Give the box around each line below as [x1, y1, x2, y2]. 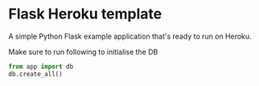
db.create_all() [8, 70, 63, 78]
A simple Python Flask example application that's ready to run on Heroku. [8, 31, 252, 41]
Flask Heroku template [8, 5, 162, 23]
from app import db [8, 62, 74, 71]
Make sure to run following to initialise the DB [8, 47, 158, 56]
